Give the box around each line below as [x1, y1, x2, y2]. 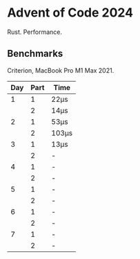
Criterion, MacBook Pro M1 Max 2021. [7, 66, 114, 74]
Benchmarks [7, 48, 63, 60]
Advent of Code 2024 [7, 5, 133, 21]
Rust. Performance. [7, 28, 62, 36]
